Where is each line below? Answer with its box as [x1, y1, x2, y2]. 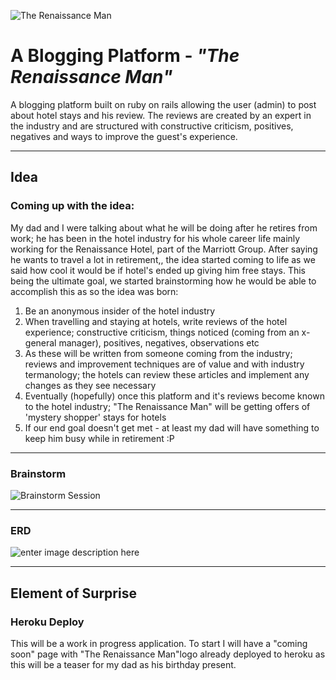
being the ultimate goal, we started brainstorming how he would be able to [10, 275, 317, 287]
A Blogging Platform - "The [10, 45, 240, 67]
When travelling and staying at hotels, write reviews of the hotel [24, 315, 288, 327]
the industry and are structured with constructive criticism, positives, [10, 120, 294, 132]
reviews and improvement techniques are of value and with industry [24, 358, 305, 370]
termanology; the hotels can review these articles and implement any [24, 368, 310, 380]
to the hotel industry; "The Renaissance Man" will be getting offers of [24, 400, 311, 412]
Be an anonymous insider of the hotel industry [24, 305, 216, 317]
